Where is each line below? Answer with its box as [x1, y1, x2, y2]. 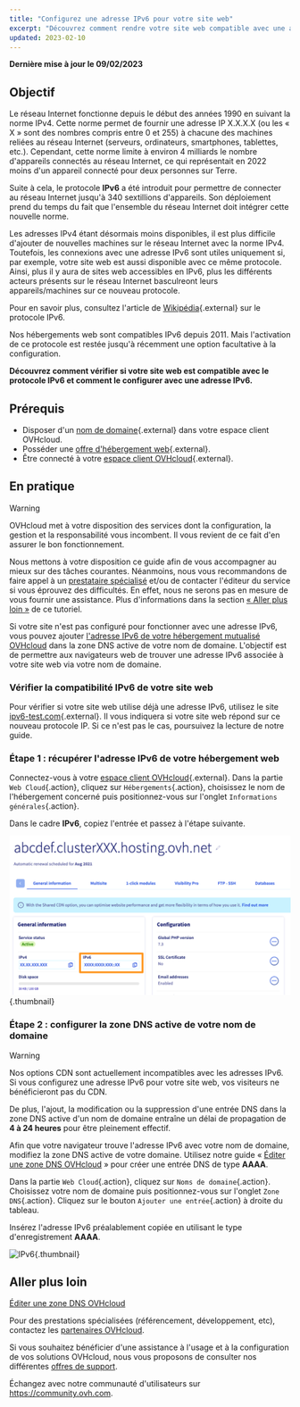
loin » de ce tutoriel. [9, 604, 83, 614]
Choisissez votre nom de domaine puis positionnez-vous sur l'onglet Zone [9, 1186, 279, 1196]
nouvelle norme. [9, 211, 70, 222]
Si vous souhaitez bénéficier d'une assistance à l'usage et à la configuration [9, 1342, 289, 1353]
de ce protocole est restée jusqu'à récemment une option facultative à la [9, 339, 277, 350]
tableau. [9, 1204, 39, 1215]
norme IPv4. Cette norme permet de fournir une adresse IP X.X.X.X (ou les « [9, 118, 290, 129]
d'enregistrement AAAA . [9, 1231, 101, 1242]
